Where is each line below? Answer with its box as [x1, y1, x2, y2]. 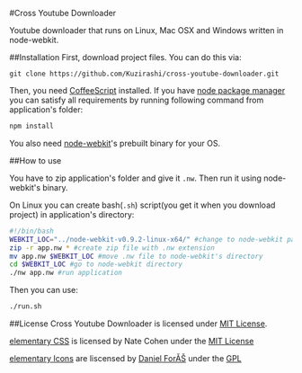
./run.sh [9, 302, 42, 311]
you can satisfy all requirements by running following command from [9, 94, 264, 105]
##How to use [9, 155, 62, 165]
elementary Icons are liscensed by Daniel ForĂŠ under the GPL [9, 353, 243, 363]
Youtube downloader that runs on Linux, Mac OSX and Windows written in [9, 25, 284, 35]
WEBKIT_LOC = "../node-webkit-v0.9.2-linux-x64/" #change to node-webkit [9, 235, 283, 244]
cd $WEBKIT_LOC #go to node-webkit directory [9, 260, 182, 269]
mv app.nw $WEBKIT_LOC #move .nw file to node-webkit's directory [9, 252, 263, 261]
